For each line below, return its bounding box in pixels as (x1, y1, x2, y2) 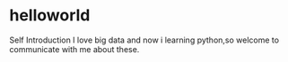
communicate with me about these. (9, 43, 140, 54)
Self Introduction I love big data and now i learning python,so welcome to (9, 35, 280, 45)
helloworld (9, 5, 91, 26)
